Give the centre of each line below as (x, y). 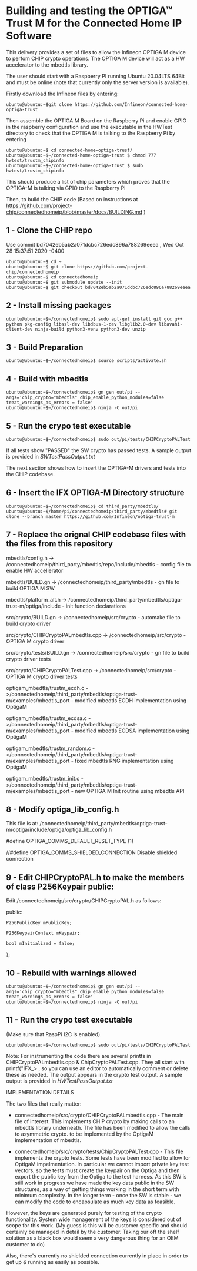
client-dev (19, 329)
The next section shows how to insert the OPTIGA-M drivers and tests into (96, 468)
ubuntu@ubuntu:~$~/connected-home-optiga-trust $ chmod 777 (81, 155)
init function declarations (96, 606)
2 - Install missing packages (59, 305)
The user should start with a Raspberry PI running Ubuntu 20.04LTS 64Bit (96, 76)
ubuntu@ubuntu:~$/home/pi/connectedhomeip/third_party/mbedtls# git (92, 511)
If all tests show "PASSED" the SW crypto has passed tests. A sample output (98, 450)
